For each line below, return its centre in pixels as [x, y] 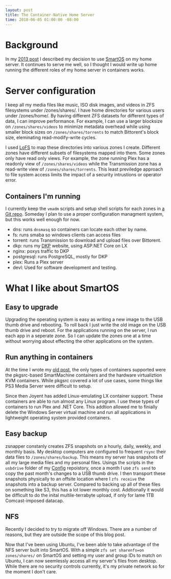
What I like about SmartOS [62, 288]
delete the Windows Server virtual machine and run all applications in [78, 412]
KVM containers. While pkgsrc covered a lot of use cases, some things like [84, 380]
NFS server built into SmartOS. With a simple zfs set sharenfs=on [75, 550]
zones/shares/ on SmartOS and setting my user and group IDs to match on [83, 555]
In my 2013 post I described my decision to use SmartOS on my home [79, 59]
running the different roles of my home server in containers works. [75, 70]
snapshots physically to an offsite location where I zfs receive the [75, 479]
